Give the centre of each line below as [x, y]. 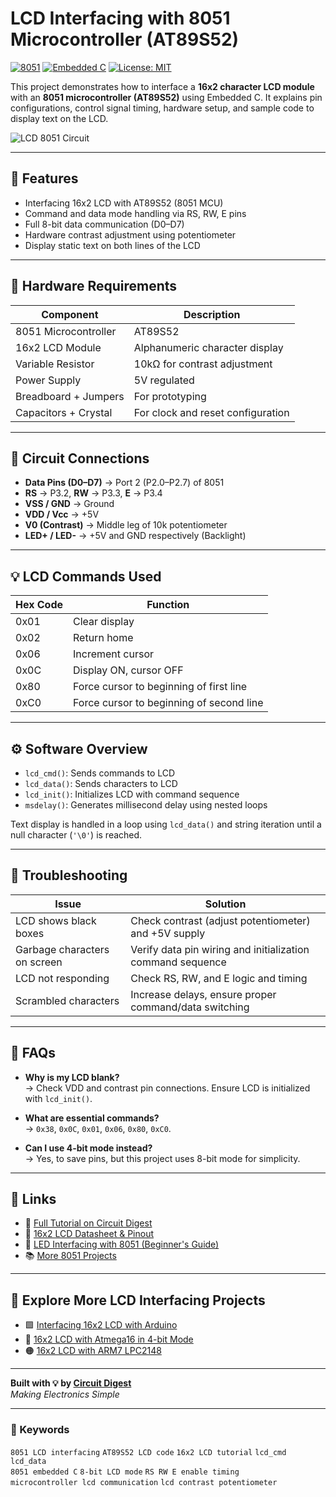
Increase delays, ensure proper [203, 994]
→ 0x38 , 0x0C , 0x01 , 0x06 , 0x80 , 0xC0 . [98, 1128]
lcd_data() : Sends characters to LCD [101, 783]
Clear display [104, 622]
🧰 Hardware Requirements [94, 286]
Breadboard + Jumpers [70, 396]
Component [70, 314]
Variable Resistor [55, 364]
